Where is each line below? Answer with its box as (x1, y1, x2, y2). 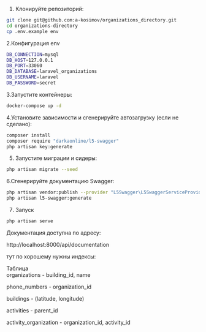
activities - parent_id (6, 306, 58, 314)
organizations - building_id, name (6, 271, 91, 278)
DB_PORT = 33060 (6, 62, 43, 69)
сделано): (6, 120, 32, 127)
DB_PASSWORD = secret (6, 80, 56, 86)
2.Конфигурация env (6, 39, 60, 47)
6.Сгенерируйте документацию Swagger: (6, 178, 115, 185)
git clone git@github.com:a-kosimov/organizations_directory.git (6, 17, 177, 23)
